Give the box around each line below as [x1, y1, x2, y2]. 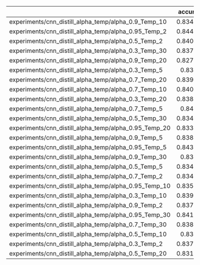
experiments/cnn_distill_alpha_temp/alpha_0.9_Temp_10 [9, 18, 167, 26]
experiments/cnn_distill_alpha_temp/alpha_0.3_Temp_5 [9, 66, 163, 74]
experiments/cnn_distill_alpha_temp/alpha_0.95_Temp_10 [9, 182, 171, 190]
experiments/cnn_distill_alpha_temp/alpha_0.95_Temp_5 [9, 143, 167, 151]
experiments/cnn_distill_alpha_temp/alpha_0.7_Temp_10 [9, 86, 167, 93]
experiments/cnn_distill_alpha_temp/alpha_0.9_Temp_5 [9, 134, 163, 141]
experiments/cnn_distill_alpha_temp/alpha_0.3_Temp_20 [9, 95, 167, 103]
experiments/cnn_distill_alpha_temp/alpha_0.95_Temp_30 [9, 211, 171, 219]
